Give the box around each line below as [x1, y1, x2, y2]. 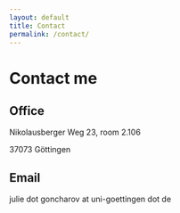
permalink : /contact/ [9, 29, 90, 38]
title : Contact [9, 21, 66, 30]
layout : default [9, 12, 70, 22]
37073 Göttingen [9, 144, 71, 155]
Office [9, 103, 45, 119]
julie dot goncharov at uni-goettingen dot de [9, 193, 172, 205]
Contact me [9, 68, 98, 88]
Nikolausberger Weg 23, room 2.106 [9, 127, 141, 138]
